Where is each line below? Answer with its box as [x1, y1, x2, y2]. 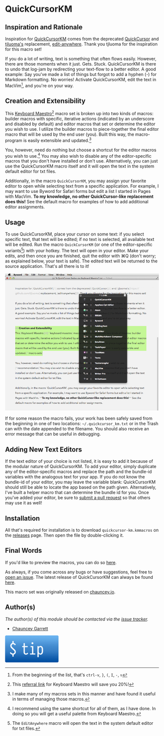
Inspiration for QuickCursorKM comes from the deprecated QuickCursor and [5, 36, 159, 42]
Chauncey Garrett [12, 625, 48, 631]
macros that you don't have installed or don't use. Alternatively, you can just [5, 158, 158, 164]
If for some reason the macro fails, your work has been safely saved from [5, 415, 153, 422]
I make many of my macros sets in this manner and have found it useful [12, 690, 156, 696]
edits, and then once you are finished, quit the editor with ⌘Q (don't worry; [5, 253, 156, 259]
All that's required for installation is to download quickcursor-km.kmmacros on [5, 527, 159, 533]
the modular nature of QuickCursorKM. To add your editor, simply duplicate [5, 464, 157, 470]
